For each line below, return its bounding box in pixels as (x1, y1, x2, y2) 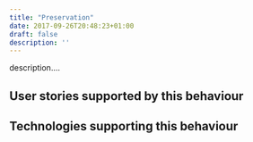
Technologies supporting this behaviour (9, 119, 239, 134)
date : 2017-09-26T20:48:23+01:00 (9, 21, 135, 30)
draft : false (9, 29, 58, 38)
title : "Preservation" (9, 13, 94, 22)
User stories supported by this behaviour (9, 88, 244, 104)
